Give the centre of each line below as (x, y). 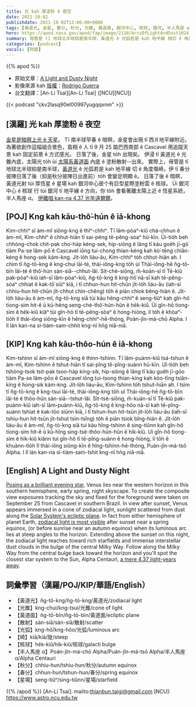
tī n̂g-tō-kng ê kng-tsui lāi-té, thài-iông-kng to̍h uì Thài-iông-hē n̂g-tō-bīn (94, 391)
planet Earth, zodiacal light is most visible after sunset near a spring (87, 522)
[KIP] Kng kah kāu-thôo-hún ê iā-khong (79, 344)
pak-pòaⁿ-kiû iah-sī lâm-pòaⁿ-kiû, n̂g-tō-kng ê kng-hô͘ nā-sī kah (83, 278)
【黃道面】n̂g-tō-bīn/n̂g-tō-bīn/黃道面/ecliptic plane (77, 615)
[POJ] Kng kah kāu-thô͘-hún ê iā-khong (78, 216)
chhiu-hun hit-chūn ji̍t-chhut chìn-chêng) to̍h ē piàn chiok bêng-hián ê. (91, 291)
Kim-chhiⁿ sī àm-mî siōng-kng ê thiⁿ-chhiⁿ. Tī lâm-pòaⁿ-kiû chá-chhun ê (93, 231)
